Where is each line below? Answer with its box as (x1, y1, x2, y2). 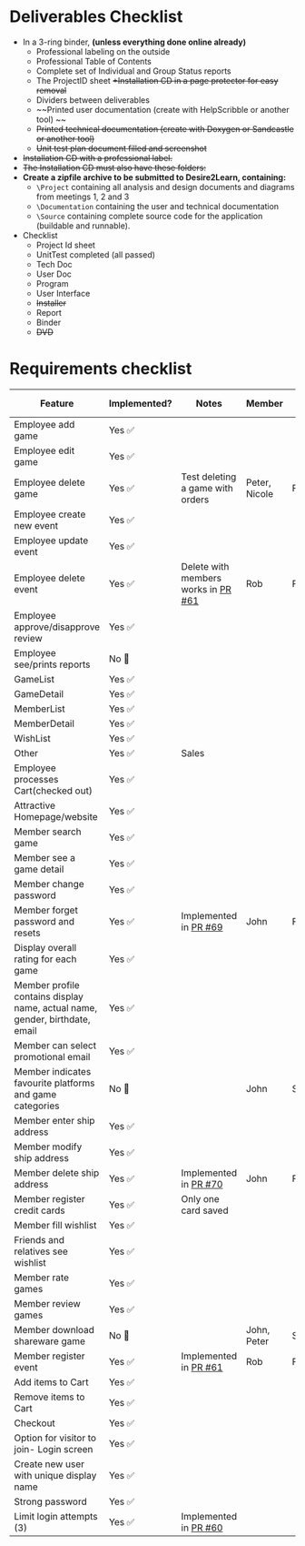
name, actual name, (14, 1001, 98, 1014)
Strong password (14, 1495, 88, 1508)
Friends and (14, 1233, 65, 1246)
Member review (14, 1297, 82, 1309)
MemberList (14, 702, 65, 715)
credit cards (14, 1204, 65, 1217)
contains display (14, 990, 84, 1003)
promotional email (14, 1050, 91, 1063)
